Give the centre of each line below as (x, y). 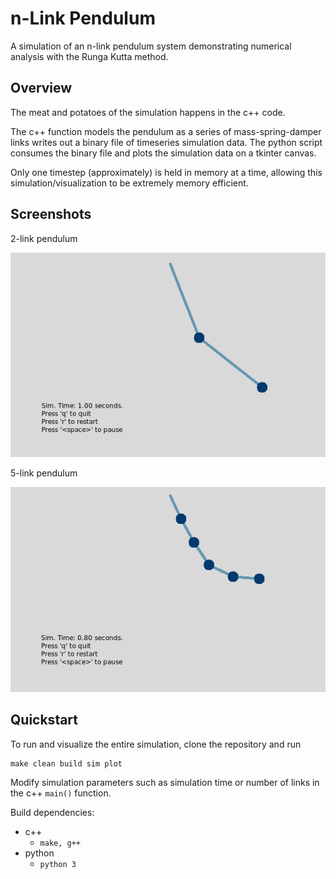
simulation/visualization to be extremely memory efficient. (129, 183)
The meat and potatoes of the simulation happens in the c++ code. (148, 112)
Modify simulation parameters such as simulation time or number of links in (165, 782)
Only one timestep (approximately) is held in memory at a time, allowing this (166, 172)
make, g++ (60, 843)
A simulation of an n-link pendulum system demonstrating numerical (151, 46)
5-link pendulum (44, 473)
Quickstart (44, 720)
